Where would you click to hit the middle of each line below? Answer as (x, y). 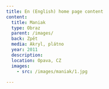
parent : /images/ (33, 33)
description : (27, 55)
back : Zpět (25, 39)
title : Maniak (28, 22)
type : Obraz (26, 28)
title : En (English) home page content (55, 11)
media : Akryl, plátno (38, 44)
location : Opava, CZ (36, 60)
